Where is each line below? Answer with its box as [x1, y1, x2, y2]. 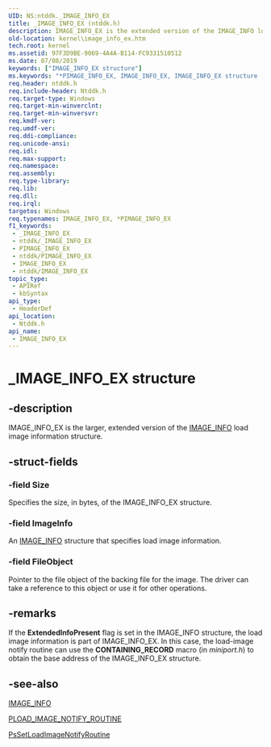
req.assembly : [8, 170, 56, 178]
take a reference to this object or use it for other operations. [8, 583, 207, 593]
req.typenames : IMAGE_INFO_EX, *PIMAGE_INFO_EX [8, 215, 172, 223]
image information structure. [8, 431, 103, 441]
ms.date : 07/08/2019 [8, 57, 78, 65]
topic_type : [8, 275, 48, 283]
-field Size [8, 479, 50, 490]
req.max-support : [8, 154, 67, 162]
